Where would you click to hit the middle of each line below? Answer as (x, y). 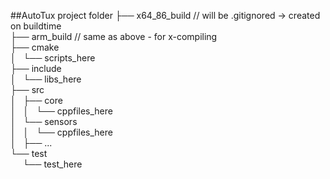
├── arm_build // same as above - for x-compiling (114, 36)
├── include (36, 68)
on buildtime (36, 26)
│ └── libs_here (46, 79)
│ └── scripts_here (53, 58)
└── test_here (52, 164)
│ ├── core (36, 100)
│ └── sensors (44, 121)
